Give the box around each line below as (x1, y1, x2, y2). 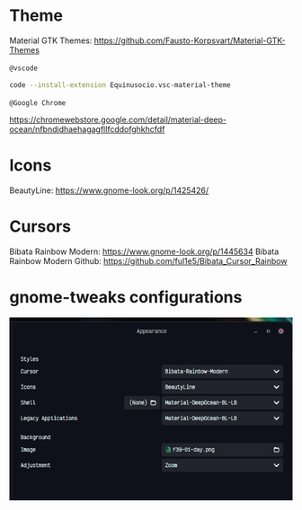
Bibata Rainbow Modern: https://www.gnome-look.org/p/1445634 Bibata (9, 246, 280, 257)
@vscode (9, 64, 39, 73)
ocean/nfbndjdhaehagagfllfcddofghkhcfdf (9, 123, 165, 135)
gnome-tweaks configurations (9, 286, 243, 307)
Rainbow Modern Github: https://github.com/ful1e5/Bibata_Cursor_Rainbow (9, 255, 288, 266)
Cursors (9, 216, 72, 236)
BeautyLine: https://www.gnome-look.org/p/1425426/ (9, 185, 209, 196)
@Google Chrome (9, 98, 67, 108)
